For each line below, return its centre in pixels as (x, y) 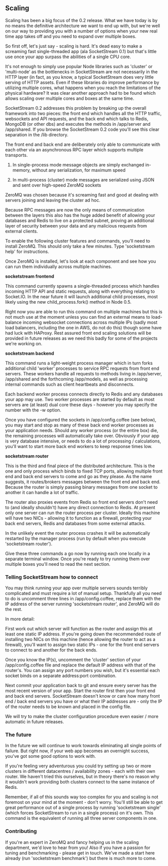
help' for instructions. (27, 251)
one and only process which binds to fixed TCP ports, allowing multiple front (84, 471)
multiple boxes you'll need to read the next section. (58, 564)
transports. (16, 155)
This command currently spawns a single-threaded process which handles (82, 286)
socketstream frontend (29, 276)
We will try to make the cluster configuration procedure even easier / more (82, 717)
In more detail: (20, 619)
